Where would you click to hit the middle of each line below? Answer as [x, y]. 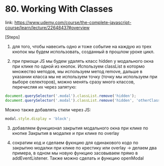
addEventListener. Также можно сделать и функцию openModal [78, 158]
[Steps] [12, 37]
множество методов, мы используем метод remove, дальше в [77, 71]
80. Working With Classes [59, 9]
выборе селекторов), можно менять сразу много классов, [73, 82]
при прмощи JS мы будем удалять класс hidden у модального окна [83, 61]
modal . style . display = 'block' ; [38, 119]
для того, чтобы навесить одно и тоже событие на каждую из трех [82, 46]
